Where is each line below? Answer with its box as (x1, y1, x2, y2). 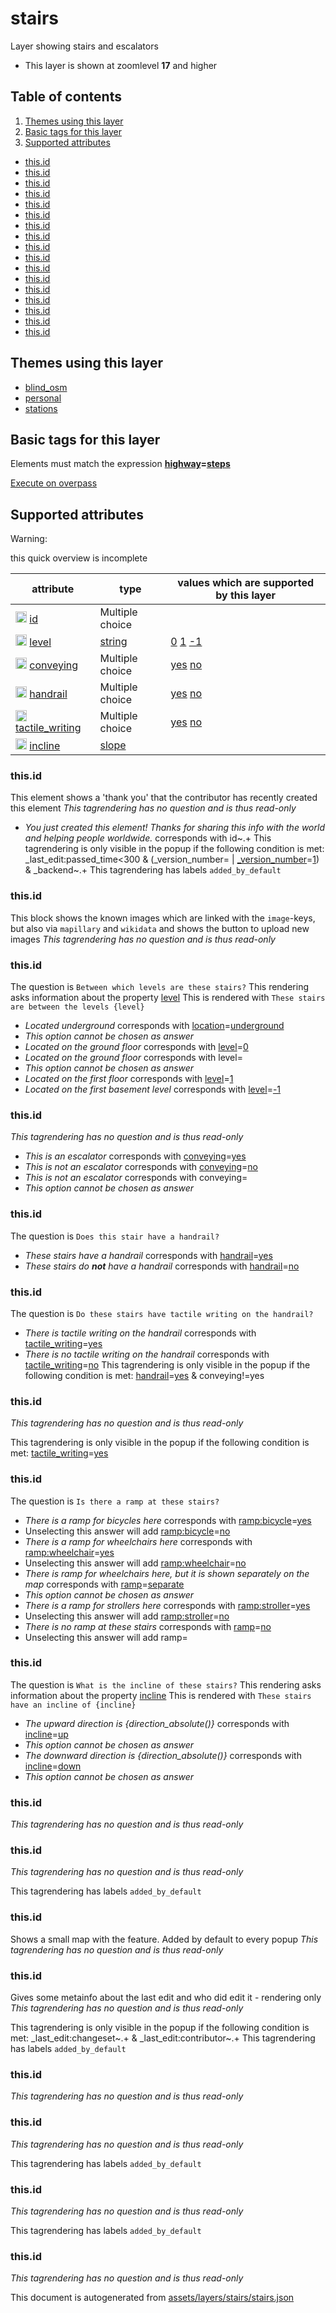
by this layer (215, 588, 277, 602)
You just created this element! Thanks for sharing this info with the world (24, 822, 325, 834)
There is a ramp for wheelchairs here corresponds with (24, 1535, 253, 1547)
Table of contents (10, 88, 122, 106)
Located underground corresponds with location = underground (24, 1020, 285, 1032)
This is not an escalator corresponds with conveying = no (24, 1161, 258, 1173)
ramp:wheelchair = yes (24, 1546, 115, 1558)
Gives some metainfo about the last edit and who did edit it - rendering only (10, 1992, 322, 2004)
